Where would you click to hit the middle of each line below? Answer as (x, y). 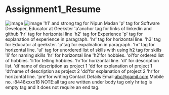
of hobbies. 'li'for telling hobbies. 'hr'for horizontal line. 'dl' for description (82, 60)
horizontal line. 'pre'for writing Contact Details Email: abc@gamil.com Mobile (85, 76)
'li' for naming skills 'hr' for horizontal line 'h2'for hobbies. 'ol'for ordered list (85, 55)
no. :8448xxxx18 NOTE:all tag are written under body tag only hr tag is (79, 82)
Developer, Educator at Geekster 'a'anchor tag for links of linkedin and (78, 28)
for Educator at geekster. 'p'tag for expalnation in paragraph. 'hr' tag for (80, 44)
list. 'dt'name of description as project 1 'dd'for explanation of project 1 (79, 66)
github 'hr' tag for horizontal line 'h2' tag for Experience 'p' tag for (74, 34)
